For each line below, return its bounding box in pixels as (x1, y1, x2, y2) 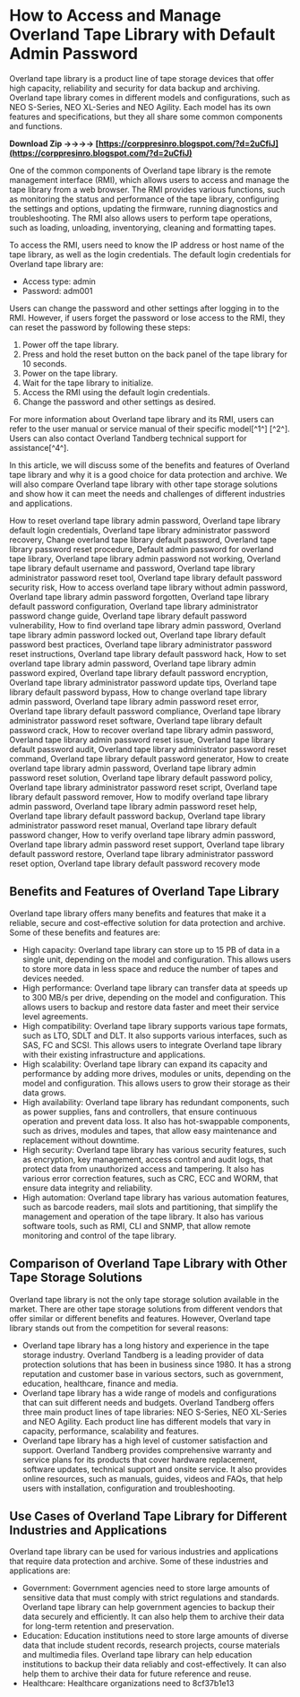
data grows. (21, 1087, 67, 1098)
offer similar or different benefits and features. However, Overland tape (9, 1312, 271, 1323)
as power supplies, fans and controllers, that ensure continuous (21, 1106, 258, 1117)
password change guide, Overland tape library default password (9, 610, 248, 621)
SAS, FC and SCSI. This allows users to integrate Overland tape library (21, 1039, 282, 1050)
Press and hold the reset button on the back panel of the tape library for (21, 349, 288, 359)
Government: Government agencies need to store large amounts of (21, 1583, 270, 1594)
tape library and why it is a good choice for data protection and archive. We (9, 469, 288, 480)
